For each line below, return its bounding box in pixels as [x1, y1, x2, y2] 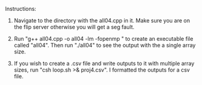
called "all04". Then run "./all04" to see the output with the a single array [13, 42, 196, 49]
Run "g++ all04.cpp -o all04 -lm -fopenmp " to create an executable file [13, 35, 194, 42]
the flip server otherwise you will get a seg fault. [13, 24, 135, 30]
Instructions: [5, 5, 36, 12]
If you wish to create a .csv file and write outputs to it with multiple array [13, 60, 195, 67]
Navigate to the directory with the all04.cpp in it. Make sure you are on [13, 17, 190, 24]
